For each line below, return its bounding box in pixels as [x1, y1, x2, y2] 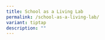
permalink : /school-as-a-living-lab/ [6, 14, 100, 20]
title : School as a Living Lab [6, 8, 84, 15]
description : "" [6, 25, 46, 31]
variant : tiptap [6, 19, 46, 25]
